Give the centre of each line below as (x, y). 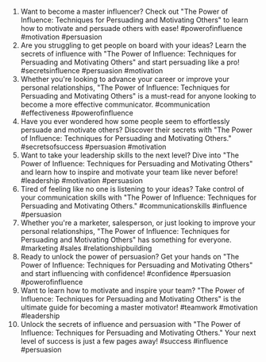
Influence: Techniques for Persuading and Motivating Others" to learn (134, 20)
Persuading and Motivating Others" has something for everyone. (126, 239)
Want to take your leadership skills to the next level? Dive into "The (129, 155)
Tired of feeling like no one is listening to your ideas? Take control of (132, 189)
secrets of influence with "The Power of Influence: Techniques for (128, 54)
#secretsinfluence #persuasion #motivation (92, 70)
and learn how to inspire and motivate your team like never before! (129, 172)
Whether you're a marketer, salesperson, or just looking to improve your (138, 223)
